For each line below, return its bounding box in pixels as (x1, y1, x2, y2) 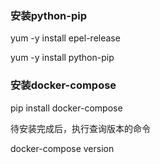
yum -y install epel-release (10, 32, 121, 44)
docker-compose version (10, 142, 115, 154)
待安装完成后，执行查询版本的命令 (10, 122, 151, 134)
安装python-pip (10, 8, 88, 22)
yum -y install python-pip (10, 52, 115, 64)
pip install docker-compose (10, 102, 123, 114)
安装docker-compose (10, 78, 117, 92)
